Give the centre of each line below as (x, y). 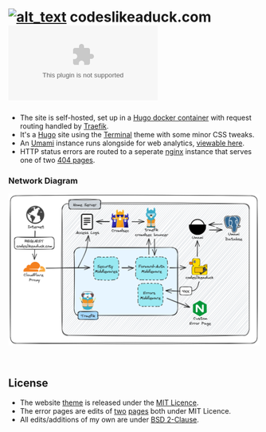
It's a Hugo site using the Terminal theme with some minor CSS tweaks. (137, 134)
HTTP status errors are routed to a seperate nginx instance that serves (136, 151)
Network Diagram (43, 180)
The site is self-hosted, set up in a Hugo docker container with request (136, 117)
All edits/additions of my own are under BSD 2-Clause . (109, 419)
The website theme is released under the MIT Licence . (109, 402)
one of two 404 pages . (57, 160)
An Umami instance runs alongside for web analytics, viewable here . (132, 143)
